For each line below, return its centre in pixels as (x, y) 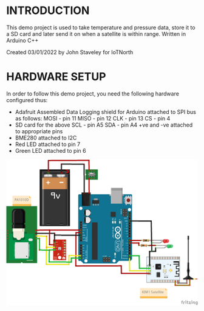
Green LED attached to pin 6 (50, 150)
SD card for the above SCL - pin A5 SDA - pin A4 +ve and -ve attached (104, 125)
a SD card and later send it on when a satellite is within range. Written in (96, 33)
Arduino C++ (22, 40)
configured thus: (27, 100)
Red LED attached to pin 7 (48, 144)
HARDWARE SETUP (56, 77)
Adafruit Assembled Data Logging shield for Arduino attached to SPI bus (105, 112)
